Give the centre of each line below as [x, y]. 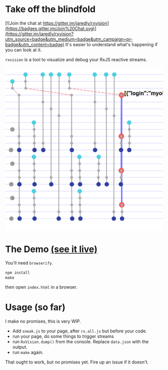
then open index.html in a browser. [41, 287]
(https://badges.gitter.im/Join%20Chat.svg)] [51, 28]
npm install [17, 273]
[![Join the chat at [23, 23]
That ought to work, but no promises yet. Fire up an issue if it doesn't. [77, 362]
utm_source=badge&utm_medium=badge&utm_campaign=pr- [69, 39]
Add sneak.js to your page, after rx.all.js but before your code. [80, 331]
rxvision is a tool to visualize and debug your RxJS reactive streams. [76, 59]
